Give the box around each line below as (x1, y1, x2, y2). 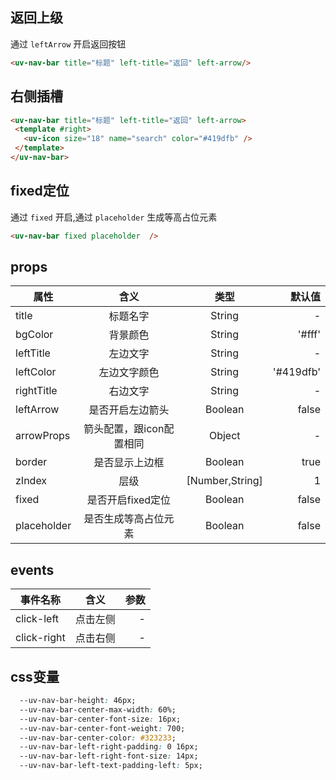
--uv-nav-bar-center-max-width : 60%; (19, 704, 177, 715)
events (10, 561, 55, 578)
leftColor (15, 365, 57, 379)
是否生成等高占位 (83, 512, 165, 526)
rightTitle (15, 384, 58, 398)
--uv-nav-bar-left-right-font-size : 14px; (19, 751, 199, 762)
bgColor (15, 328, 54, 342)
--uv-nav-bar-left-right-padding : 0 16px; (19, 742, 199, 752)
